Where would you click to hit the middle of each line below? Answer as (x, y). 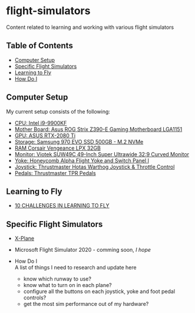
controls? (35, 298)
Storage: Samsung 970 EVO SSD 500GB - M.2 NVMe (79, 141)
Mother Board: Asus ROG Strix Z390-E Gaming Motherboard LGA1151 (98, 129)
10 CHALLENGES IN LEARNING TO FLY (62, 206)
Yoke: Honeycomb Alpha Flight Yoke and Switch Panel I (82, 160)
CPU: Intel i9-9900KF (41, 123)
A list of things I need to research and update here (75, 268)
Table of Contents (40, 46)
